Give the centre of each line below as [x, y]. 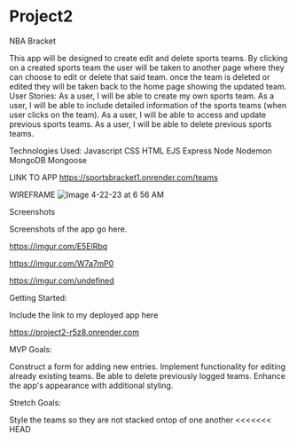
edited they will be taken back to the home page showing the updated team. [148, 86]
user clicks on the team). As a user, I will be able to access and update [138, 114]
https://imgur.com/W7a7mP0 [62, 263]
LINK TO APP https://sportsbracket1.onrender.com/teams [114, 177]
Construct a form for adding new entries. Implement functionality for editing [148, 367]
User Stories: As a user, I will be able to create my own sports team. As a [142, 96]
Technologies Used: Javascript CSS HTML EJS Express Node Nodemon [141, 150]
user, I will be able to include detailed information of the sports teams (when [148, 105]
